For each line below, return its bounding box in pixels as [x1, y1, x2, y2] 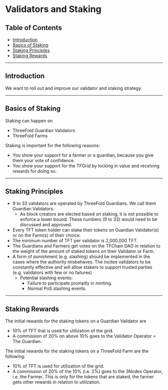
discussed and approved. [19, 222, 72, 228]
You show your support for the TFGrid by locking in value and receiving [12, 163, 160, 169]
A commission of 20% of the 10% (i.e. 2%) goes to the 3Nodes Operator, [12, 368, 163, 374]
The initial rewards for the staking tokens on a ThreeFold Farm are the [5, 348, 149, 354]
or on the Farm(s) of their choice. [12, 232, 81, 238]
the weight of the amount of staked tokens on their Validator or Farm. [12, 248, 155, 254]
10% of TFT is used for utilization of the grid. [12, 363, 104, 369]
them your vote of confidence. [12, 157, 75, 163]
